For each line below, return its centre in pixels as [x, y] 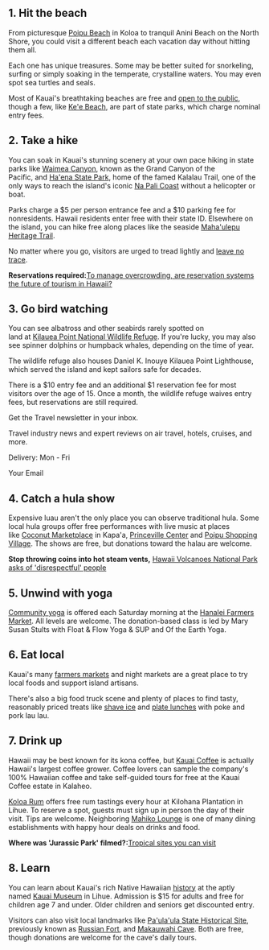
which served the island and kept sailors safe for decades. [105, 370]
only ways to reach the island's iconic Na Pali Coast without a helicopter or [132, 185]
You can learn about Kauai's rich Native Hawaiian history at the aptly [122, 887]
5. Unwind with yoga [61, 593]
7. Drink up [35, 741]
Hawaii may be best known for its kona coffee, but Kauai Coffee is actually [131, 760]
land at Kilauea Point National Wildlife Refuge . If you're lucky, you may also [132, 337]
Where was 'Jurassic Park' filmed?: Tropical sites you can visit [112, 843]
